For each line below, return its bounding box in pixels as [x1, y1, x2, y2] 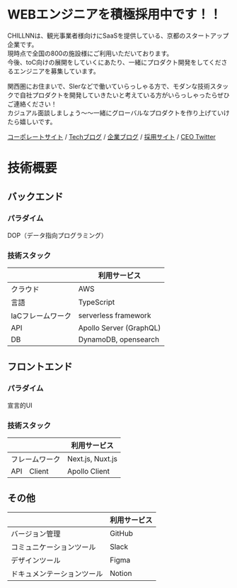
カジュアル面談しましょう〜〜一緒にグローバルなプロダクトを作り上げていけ [7, 108, 230, 117]
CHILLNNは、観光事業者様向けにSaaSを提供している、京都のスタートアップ [7, 31, 229, 40]
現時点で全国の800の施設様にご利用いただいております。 [7, 49, 173, 58]
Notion [109, 568, 132, 578]
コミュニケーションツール [11, 542, 96, 552]
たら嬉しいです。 [7, 117, 57, 126]
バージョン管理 [11, 528, 61, 538]
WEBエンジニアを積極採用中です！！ [7, 6, 222, 23]
